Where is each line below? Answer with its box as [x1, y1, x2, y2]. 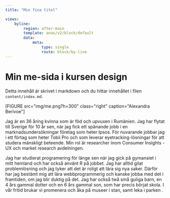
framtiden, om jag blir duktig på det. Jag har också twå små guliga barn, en [5, 176, 162, 182]
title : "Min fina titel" [5, 7, 58, 13]
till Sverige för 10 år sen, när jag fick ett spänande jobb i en [5, 123, 128, 129]
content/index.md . [5, 93, 43, 99]
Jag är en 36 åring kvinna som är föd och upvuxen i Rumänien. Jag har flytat [5, 118, 165, 124]
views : [5, 16, 19, 22]
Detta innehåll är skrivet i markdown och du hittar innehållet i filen [5, 88, 142, 94]
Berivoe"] [5, 108, 25, 114]
